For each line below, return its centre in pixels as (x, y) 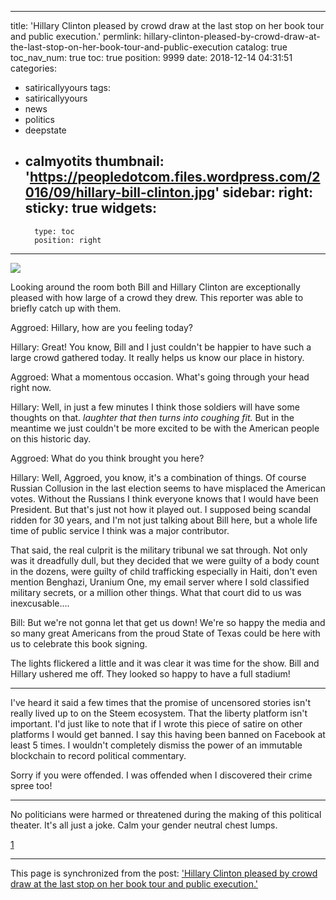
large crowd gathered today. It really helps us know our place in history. (157, 357)
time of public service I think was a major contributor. (120, 530)
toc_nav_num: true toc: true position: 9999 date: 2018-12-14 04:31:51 (151, 57)
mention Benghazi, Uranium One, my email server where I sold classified (160, 582)
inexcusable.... (40, 603)
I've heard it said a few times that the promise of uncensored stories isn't (160, 702)
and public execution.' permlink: (76, 36)
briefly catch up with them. (66, 308)
